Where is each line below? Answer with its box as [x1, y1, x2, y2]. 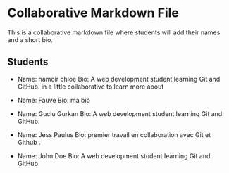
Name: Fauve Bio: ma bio [17, 96, 90, 104]
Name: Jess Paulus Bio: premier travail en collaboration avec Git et [17, 130, 211, 139]
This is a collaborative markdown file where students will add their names [7, 28, 221, 37]
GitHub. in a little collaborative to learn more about [17, 82, 164, 91]
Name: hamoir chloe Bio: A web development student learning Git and [17, 75, 221, 83]
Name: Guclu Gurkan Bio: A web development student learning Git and [17, 109, 223, 117]
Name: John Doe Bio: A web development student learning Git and [17, 151, 211, 160]
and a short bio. [7, 35, 53, 44]
